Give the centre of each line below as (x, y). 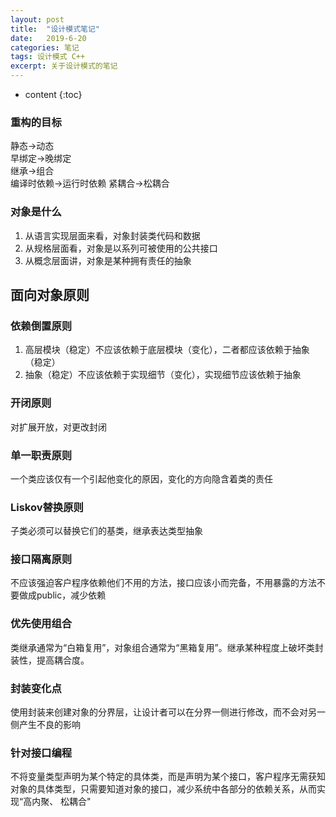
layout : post (37, 19)
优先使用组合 (41, 624)
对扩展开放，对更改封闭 (58, 427)
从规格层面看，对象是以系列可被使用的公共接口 (121, 248)
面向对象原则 (50, 294)
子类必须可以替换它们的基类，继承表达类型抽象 (106, 531)
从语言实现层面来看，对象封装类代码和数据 (112, 235)
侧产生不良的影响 (45, 725)
